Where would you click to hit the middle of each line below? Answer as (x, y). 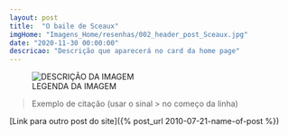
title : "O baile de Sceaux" (64, 26)
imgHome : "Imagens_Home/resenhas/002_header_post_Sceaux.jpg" (129, 34)
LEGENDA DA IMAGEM (74, 86)
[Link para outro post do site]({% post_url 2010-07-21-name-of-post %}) (144, 121)
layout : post (34, 18)
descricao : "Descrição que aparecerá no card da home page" (125, 51)
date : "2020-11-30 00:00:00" (64, 43)
